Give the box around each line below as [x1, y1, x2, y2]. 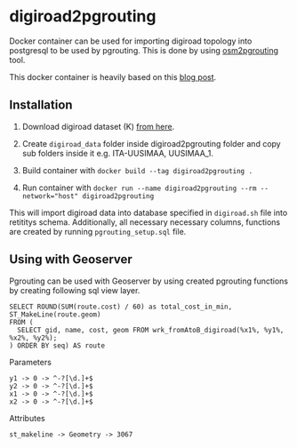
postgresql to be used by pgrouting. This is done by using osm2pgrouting [9, 44, 278, 55]
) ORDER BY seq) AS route [9, 340, 105, 350]
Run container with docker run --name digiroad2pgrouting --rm [21, 182, 257, 193]
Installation [9, 98, 73, 113]
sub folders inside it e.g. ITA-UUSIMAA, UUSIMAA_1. [21, 148, 213, 158]
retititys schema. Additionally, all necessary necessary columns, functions [9, 216, 281, 228]
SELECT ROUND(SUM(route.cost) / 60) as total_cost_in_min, [9, 302, 233, 311]
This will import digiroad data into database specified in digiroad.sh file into [9, 207, 288, 218]
